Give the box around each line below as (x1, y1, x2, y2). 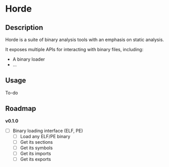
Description (5, 23, 43, 32)
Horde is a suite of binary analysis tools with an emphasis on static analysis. (5, 36, 164, 43)
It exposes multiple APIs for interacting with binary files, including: (5, 47, 144, 52)
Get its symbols (20, 145, 53, 151)
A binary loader (12, 56, 45, 62)
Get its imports (20, 150, 51, 156)
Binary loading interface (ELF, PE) (12, 128, 83, 134)
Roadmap (5, 104, 37, 113)
